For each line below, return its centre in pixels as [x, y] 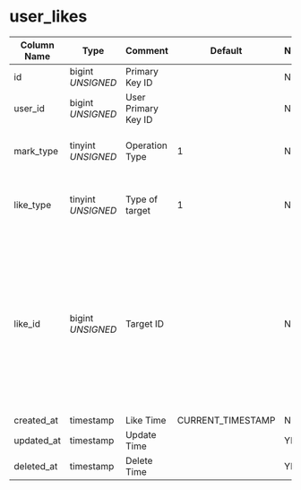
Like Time [146, 420]
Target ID [144, 323]
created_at [36, 420]
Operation [146, 145]
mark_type [36, 151]
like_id [27, 323]
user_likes [48, 17]
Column [38, 45]
